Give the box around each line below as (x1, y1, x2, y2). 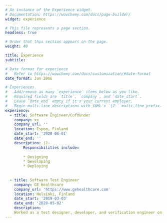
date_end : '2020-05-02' (14, 201, 64, 206)
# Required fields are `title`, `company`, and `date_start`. (5, 94, 142, 99)
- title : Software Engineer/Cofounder (9, 113, 91, 118)
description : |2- (14, 140, 50, 145)
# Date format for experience (5, 66, 68, 71)
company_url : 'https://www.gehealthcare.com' (14, 187, 111, 192)
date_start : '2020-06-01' (14, 131, 68, 136)
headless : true (5, 30, 37, 35)
